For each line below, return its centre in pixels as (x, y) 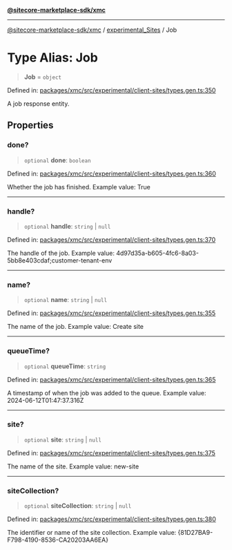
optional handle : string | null (67, 226)
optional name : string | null (66, 300)
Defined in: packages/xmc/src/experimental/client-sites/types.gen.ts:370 (112, 239)
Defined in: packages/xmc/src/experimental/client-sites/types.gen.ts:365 (112, 379)
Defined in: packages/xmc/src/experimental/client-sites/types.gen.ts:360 (112, 173)
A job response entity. (38, 104)
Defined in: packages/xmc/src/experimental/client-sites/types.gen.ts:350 (112, 90)
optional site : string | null (63, 439)
